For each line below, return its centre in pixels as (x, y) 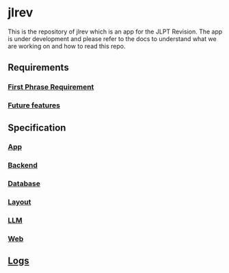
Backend (23, 166)
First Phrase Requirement (51, 87)
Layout (19, 202)
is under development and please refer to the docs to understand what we (112, 38)
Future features (34, 105)
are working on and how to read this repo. (67, 46)
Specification (37, 128)
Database (24, 184)
